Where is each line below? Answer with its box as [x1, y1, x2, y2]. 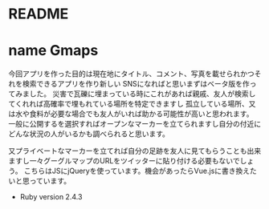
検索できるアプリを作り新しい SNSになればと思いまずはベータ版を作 [22, 79, 251, 89]
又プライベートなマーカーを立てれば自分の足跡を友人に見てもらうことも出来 [8, 146, 262, 156]
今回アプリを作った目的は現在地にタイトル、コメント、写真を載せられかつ [8, 69, 255, 78]
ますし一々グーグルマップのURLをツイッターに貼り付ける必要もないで [8, 156, 240, 166]
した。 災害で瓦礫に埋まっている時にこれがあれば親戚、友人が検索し [29, 89, 256, 98]
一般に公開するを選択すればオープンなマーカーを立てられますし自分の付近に [8, 119, 262, 129]
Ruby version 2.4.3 [19, 192, 83, 202]
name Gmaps [8, 42, 99, 60]
